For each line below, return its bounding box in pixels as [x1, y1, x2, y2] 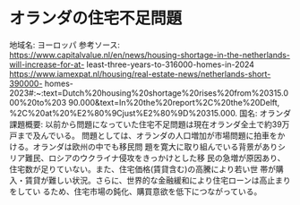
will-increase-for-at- [9, 59, 85, 70]
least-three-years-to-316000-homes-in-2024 [86, 59, 255, 70]
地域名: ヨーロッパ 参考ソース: [9, 39, 121, 50]
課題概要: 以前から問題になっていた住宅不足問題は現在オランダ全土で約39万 [9, 118, 290, 130]
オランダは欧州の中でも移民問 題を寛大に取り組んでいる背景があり [32, 141, 279, 152]
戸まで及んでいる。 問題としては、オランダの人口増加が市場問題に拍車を [9, 130, 278, 141]
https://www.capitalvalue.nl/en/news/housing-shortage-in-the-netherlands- [9, 49, 291, 60]
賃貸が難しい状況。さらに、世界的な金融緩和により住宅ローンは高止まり [24, 175, 291, 185]
